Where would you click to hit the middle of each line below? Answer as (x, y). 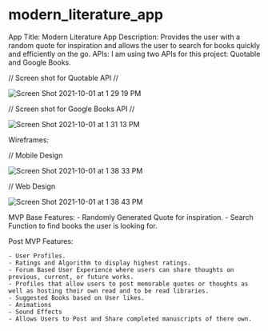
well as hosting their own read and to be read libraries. (109, 291)
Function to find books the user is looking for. (83, 225)
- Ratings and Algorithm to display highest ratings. (100, 263)
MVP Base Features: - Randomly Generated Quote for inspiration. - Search (131, 217)
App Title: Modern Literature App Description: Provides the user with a (124, 37)
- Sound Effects (35, 312)
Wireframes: (29, 140)
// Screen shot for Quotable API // (63, 78)
